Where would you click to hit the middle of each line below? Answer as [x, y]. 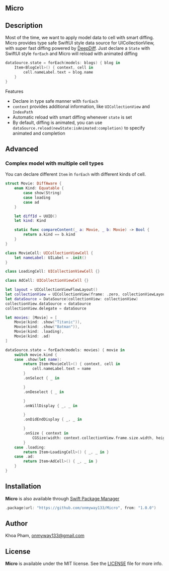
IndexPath [23, 112]
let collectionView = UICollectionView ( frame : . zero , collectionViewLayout [86, 294]
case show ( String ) [43, 193]
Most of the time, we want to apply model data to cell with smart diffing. [80, 38]
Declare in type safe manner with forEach [55, 101]
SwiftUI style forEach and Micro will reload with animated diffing [71, 54]
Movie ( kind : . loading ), [39, 332]
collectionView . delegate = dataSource [46, 308]
